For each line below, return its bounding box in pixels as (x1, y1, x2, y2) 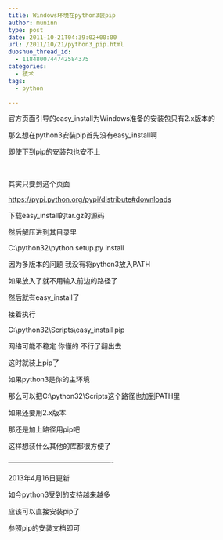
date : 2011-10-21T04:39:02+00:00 (8, 33, 117, 42)
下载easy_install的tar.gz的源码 (8, 211, 105, 221)
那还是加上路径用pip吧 (8, 425, 81, 434)
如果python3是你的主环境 (8, 374, 90, 385)
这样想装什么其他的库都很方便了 (8, 441, 111, 451)
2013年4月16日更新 (8, 473, 70, 483)
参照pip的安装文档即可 (8, 524, 81, 533)
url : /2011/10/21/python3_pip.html (8, 41, 124, 49)
